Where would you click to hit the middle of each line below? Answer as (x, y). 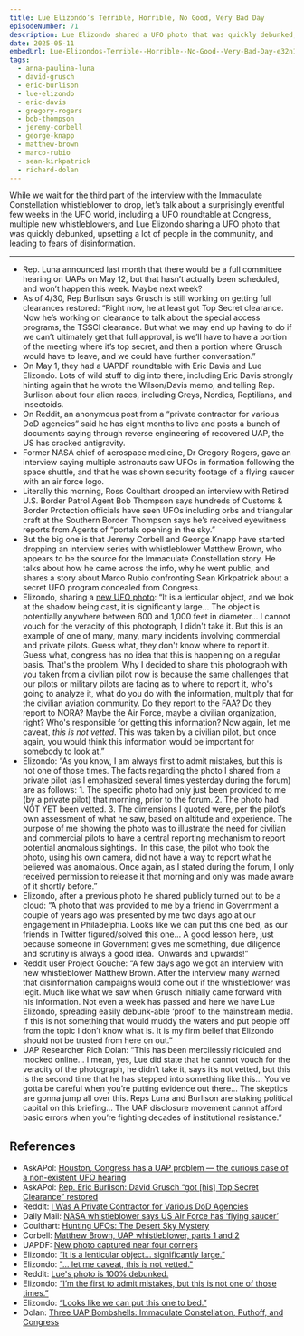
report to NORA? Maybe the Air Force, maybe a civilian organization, (149, 713)
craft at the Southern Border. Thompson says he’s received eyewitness (154, 520)
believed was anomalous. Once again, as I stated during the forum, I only (158, 867)
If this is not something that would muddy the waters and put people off (156, 1021)
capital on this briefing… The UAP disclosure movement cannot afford (152, 1108)
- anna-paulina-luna (56, 69)
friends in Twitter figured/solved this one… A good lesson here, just (148, 934)
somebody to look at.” (63, 751)
